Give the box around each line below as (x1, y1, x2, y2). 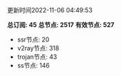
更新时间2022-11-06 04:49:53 (7, 6, 93, 14)
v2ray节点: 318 (17, 44, 59, 52)
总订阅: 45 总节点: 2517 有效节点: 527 (7, 21, 115, 29)
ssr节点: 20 (17, 35, 50, 44)
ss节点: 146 (17, 61, 50, 69)
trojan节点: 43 (17, 53, 57, 61)
